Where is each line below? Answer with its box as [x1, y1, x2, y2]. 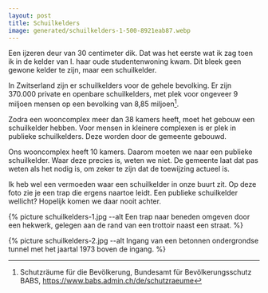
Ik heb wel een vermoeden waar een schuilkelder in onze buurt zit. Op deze [8, 180, 257, 189]
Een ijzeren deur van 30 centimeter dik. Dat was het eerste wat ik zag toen [8, 49, 254, 58]
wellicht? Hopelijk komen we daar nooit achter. [8, 196, 162, 206]
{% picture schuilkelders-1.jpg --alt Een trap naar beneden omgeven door [8, 212, 250, 222]
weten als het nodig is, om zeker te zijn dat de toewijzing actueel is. [8, 164, 230, 174]
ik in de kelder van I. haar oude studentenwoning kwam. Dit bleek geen [8, 57, 242, 66]
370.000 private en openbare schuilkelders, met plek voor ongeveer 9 [8, 89, 238, 99]
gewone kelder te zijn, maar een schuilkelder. [8, 65, 157, 75]
